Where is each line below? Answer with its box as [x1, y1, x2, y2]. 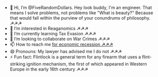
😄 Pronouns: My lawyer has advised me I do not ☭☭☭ [9, 49, 122, 54]
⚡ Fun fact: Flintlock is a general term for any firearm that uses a [9, 54, 141, 60]
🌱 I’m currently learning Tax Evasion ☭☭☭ [9, 31, 97, 36]
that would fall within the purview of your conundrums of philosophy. [9, 15, 151, 21]
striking [9, 61, 26, 67]
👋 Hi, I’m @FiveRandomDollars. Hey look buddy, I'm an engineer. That [9, 5, 152, 10]
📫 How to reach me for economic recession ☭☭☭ [9, 42, 113, 47]
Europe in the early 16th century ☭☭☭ [9, 66, 88, 72]
